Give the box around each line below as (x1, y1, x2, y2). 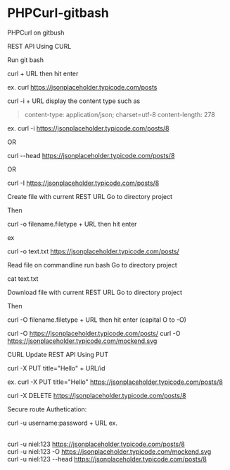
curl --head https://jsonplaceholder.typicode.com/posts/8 (7, 151, 175, 159)
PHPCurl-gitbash (7, 5, 109, 21)
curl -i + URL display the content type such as (7, 97, 141, 105)
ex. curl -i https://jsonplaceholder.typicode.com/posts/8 (7, 123, 170, 132)
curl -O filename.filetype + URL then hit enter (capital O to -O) (7, 315, 186, 324)
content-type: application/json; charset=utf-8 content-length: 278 (24, 110, 216, 119)
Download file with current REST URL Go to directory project (7, 288, 183, 296)
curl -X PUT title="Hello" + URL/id (7, 363, 106, 372)
